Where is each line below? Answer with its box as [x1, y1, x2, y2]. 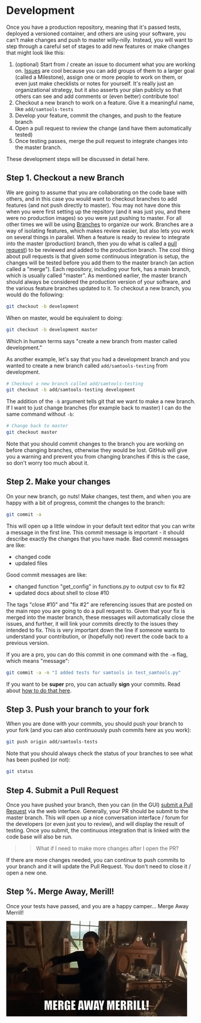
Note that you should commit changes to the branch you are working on [6, 440, 184, 447]
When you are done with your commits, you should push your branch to [6, 720, 184, 727]
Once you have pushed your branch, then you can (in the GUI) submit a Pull [6, 801, 193, 808]
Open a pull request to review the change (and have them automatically [14, 124, 192, 132]
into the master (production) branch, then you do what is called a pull [6, 240, 177, 247]
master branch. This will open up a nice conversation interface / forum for [6, 814, 189, 821]
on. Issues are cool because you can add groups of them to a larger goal [14, 67, 195, 74]
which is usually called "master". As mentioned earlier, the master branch [6, 272, 187, 279]
